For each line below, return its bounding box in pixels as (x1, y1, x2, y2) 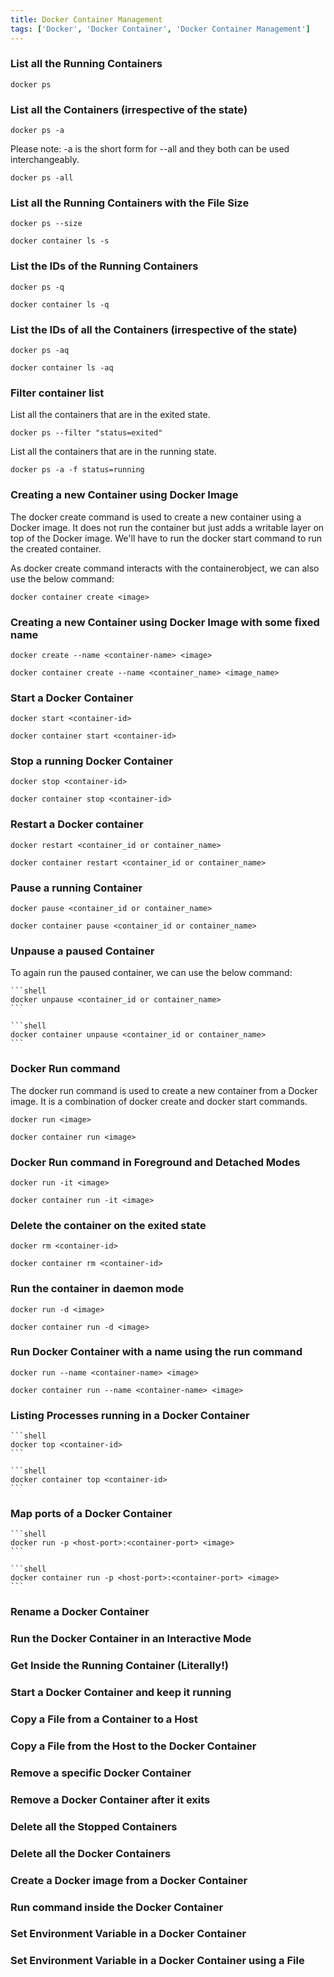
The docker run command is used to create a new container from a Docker (10, 1084, 318, 1096)
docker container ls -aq (10, 362, 114, 373)
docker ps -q (10, 282, 65, 292)
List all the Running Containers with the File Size (10, 196, 250, 210)
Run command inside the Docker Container (10, 1900, 224, 1914)
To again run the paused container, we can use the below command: (10, 967, 293, 979)
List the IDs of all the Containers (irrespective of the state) (10, 322, 298, 336)
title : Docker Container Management (10, 14, 163, 25)
